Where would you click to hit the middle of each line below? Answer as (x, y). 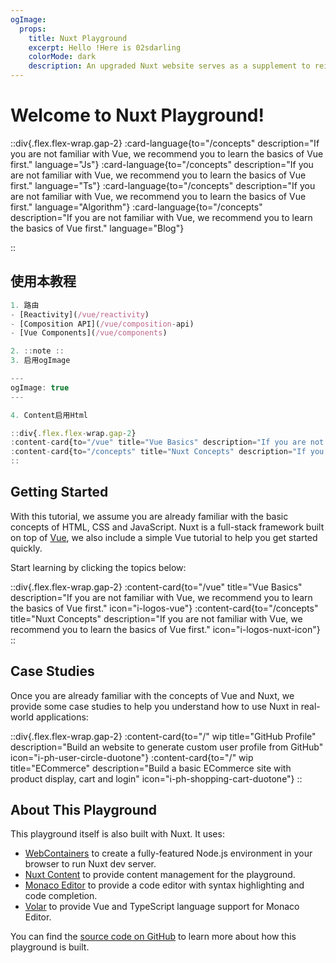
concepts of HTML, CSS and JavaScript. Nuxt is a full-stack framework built (167, 527)
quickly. (26, 548)
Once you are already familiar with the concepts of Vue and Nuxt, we (152, 695)
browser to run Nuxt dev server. (90, 864)
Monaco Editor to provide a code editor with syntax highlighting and (164, 885)
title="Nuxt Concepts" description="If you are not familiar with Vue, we (156, 618)
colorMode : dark (62, 57)
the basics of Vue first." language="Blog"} (97, 228)
